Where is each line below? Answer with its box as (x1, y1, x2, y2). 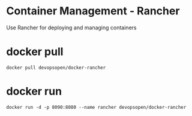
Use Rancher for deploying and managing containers (6, 24, 137, 31)
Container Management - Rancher (6, 4, 180, 18)
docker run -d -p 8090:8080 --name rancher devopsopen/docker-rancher (6, 104, 187, 110)
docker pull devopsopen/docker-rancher (6, 65, 106, 71)
